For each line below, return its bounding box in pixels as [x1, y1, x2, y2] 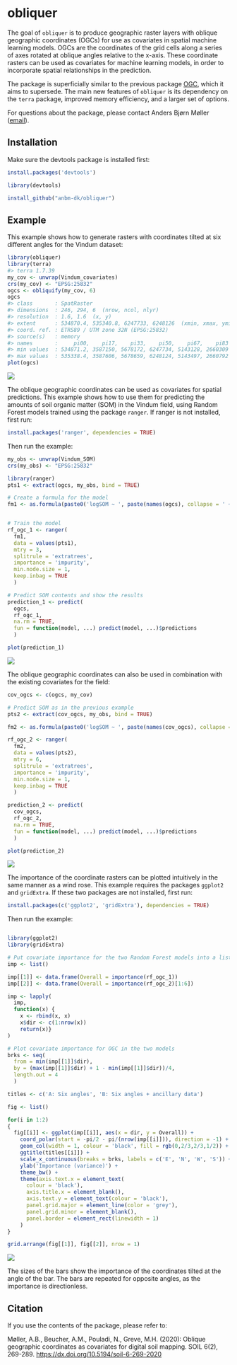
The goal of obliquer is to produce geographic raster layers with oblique [7, 28, 218, 37]
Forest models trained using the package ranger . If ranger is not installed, [7, 408, 221, 417]
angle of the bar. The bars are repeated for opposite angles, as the [7, 1274, 201, 1283]
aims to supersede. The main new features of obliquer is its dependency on [7, 87, 229, 96]
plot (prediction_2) [7, 847, 65, 854]
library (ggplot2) [7, 935, 59, 942]
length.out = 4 [13, 1071, 59, 1078]
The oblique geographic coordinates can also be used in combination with [7, 670, 223, 679]
